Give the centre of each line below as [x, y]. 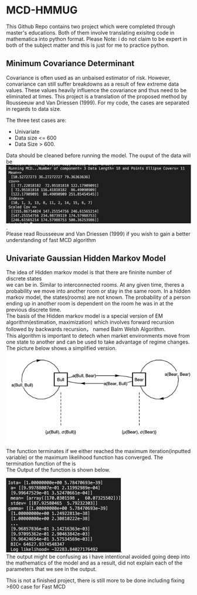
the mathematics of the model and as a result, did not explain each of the [94, 563]
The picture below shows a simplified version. [62, 348]
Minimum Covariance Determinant [70, 64]
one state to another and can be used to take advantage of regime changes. [98, 342]
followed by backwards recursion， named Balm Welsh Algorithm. [86, 329]
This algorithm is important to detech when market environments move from [98, 336]
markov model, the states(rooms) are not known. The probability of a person [98, 297]
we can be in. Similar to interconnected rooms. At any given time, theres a [95, 285]
